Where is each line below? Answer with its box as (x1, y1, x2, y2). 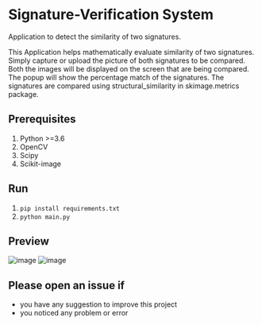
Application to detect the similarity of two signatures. (8, 32, 181, 41)
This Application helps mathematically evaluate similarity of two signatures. (8, 47, 255, 56)
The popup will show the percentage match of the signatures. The (8, 72, 225, 82)
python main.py (19, 213, 71, 221)
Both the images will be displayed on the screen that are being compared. (8, 64, 250, 73)
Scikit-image (19, 159, 62, 168)
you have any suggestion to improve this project (19, 300, 177, 309)
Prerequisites (8, 113, 76, 126)
